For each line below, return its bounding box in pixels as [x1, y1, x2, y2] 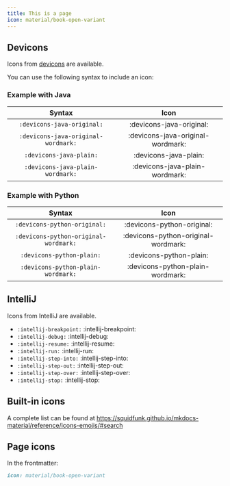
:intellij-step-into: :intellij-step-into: [16, 354, 129, 362]
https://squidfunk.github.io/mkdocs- [97, 413, 199, 422]
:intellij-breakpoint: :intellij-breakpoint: [16, 324, 137, 333]
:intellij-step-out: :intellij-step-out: [16, 361, 125, 370]
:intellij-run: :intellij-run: [16, 346, 94, 355]
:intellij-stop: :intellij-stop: [16, 376, 101, 384]
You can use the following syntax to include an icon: [7, 73, 154, 81]
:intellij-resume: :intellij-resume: [16, 340, 115, 348]
